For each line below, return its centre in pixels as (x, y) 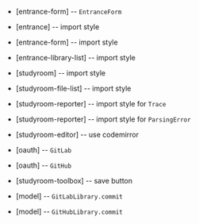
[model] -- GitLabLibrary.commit (69, 196)
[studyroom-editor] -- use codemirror (77, 135)
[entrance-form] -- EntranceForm (69, 12)
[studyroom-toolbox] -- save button (74, 181)
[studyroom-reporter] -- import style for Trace (91, 104)
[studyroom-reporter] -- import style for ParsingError (103, 119)
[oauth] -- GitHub (44, 165)
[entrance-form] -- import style (67, 42)
